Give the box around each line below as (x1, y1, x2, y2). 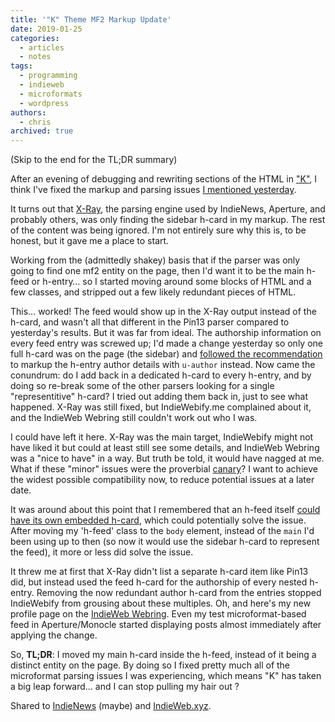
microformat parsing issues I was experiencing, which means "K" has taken (10, 670, 322, 682)
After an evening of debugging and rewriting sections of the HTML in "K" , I (10, 173, 317, 185)
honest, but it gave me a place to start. (10, 235, 170, 247)
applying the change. (10, 629, 98, 641)
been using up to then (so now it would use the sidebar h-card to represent (10, 536, 320, 548)
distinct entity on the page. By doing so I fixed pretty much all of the (10, 659, 291, 671)
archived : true (10, 126, 74, 136)
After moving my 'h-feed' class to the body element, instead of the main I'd (10, 525, 315, 537)
